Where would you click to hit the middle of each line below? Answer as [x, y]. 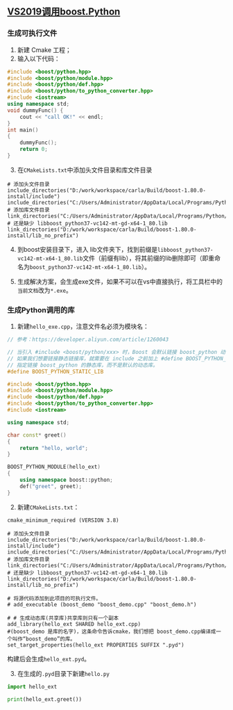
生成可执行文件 [32, 33]
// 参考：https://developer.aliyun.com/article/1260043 [88, 340]
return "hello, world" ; [54, 448]
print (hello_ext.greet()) [44, 699]
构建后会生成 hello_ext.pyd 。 [49, 659]
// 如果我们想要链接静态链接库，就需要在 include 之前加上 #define [95, 358]
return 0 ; [34, 150]
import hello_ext [32, 686]
